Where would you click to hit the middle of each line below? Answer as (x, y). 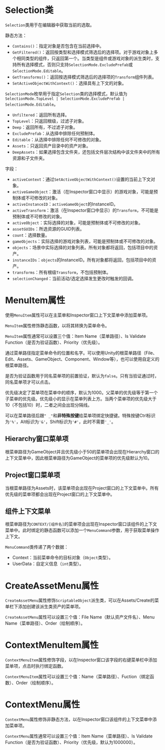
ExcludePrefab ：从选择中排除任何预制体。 (55, 133)
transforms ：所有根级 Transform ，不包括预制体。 (62, 272)
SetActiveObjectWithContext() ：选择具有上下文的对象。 (69, 83)
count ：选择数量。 (31, 235)
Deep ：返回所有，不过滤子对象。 (45, 127)
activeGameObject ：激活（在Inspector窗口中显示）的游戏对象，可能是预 (85, 191)
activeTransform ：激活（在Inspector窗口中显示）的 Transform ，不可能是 (85, 210)
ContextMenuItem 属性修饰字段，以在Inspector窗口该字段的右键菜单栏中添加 (81, 660)
